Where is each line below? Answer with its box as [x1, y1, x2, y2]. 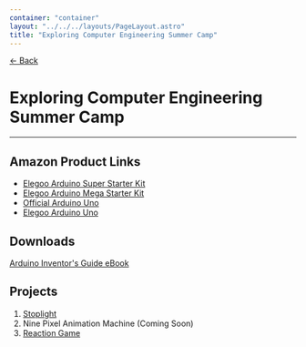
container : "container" [9, 13, 100, 23]
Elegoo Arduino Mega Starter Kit [22, 188, 145, 199]
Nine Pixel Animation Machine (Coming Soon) [22, 318, 194, 329]
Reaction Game [22, 327, 81, 338]
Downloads [9, 233, 76, 249]
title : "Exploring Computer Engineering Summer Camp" [9, 30, 219, 39]
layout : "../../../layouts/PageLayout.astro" [9, 22, 185, 31]
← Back [9, 56, 38, 66]
